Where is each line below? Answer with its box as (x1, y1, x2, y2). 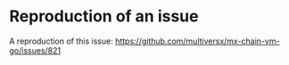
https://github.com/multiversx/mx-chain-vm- (114, 36, 280, 46)
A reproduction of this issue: (9, 36, 113, 46)
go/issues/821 (9, 45, 61, 55)
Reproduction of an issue (9, 6, 199, 27)
